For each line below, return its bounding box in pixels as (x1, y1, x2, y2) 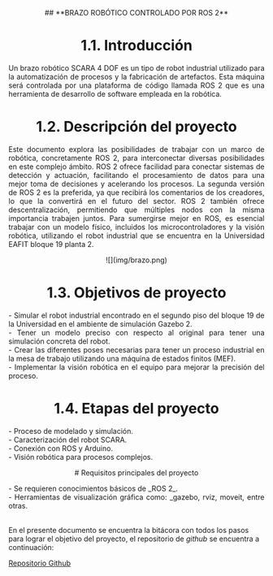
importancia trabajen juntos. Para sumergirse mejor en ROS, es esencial (8, 213, 265, 223)
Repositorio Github (8, 558, 71, 568)
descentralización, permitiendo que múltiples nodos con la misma (8, 205, 265, 214)
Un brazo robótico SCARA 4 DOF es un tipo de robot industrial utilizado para (8, 63, 265, 72)
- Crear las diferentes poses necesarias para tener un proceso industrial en (8, 344, 265, 354)
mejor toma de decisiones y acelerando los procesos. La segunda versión (8, 179, 265, 188)
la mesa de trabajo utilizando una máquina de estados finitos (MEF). (8, 353, 236, 363)
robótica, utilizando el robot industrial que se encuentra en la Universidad (8, 231, 265, 240)
